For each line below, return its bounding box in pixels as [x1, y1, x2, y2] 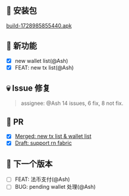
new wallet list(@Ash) [14, 57, 69, 64]
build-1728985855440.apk [6, 22, 72, 29]
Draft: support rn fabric [14, 140, 72, 147]
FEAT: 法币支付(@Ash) [14, 176, 70, 183]
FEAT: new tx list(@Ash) [14, 64, 74, 71]
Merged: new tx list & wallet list [14, 132, 91, 140]
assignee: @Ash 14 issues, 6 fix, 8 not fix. [20, 99, 124, 107]
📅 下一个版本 [6, 158, 53, 169]
